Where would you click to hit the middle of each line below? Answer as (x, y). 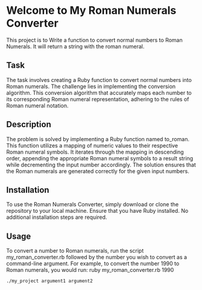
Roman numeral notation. (37, 106)
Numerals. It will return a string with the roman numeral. (75, 46)
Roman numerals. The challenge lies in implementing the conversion (91, 86)
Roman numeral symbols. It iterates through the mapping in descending (95, 152)
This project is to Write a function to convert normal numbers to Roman (94, 40)
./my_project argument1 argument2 (50, 281)
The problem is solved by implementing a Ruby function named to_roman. (98, 139)
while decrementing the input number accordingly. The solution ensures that (101, 165)
